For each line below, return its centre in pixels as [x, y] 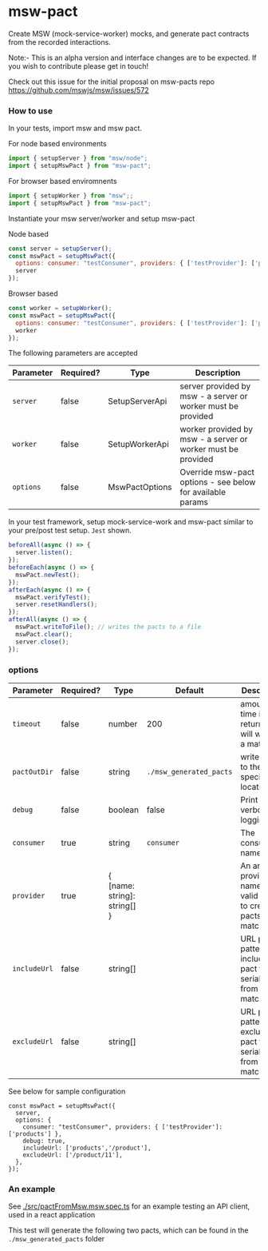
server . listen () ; [44, 553]
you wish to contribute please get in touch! [79, 66]
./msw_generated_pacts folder [57, 1239]
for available [203, 492]
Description [218, 373]
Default [189, 690]
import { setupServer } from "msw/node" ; [78, 158]
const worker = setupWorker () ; [60, 309]
